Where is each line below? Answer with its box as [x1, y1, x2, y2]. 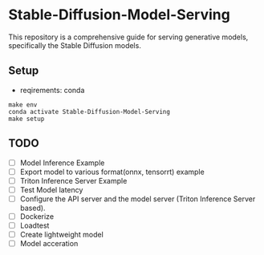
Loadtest [19, 221, 50, 230]
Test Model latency [19, 184, 83, 194]
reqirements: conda [19, 85, 85, 95]
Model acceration [19, 239, 79, 249]
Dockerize [19, 211, 55, 221]
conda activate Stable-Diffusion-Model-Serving [8, 107, 171, 115]
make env [8, 100, 38, 109]
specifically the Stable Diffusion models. [8, 40, 142, 50]
